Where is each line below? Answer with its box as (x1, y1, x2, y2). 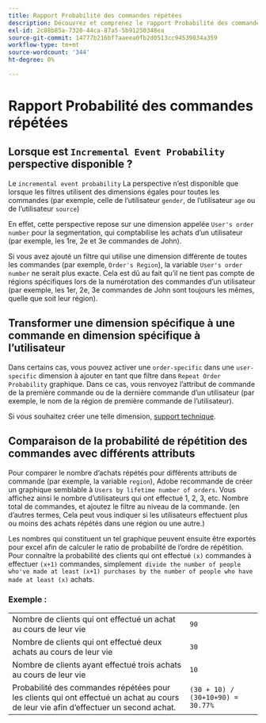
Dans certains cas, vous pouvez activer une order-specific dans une (8, 362, 235, 372)
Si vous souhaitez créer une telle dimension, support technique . (8, 411, 216, 421)
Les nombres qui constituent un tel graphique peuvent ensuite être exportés (8, 534, 256, 543)
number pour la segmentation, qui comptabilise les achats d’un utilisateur (8, 228, 243, 237)
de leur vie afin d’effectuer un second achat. (12, 702, 177, 713)
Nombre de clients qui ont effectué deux (12, 636, 162, 647)
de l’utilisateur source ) (8, 204, 80, 213)
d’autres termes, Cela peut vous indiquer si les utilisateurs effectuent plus (8, 510, 248, 519)
